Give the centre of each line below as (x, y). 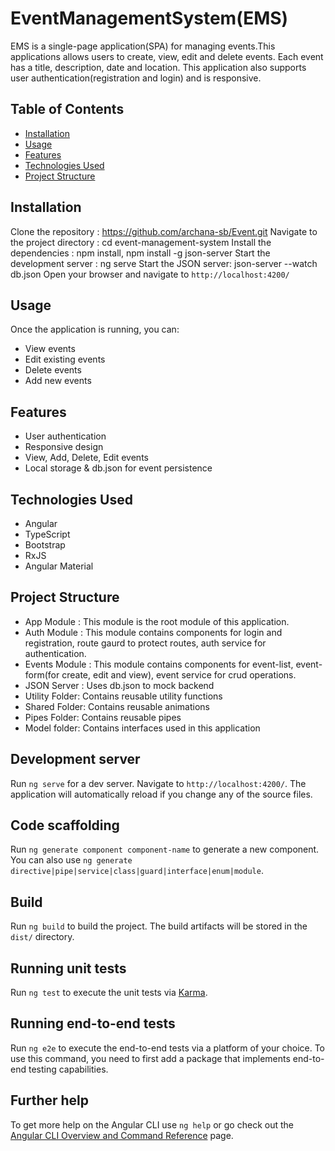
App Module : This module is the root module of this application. (157, 621)
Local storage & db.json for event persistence (118, 468)
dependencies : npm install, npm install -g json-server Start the (140, 253)
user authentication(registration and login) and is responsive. (136, 78)
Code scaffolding (65, 825)
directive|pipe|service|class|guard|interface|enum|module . (137, 871)
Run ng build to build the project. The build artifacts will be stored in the (159, 926)
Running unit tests (68, 968)
